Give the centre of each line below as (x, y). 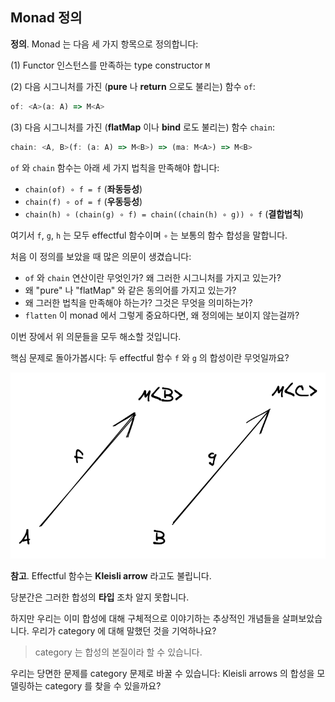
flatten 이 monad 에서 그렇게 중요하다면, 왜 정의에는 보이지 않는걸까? (162, 315)
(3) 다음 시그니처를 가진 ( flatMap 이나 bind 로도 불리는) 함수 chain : (142, 127)
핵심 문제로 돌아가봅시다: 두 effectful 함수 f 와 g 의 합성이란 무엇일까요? (150, 357)
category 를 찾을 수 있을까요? (103, 685)
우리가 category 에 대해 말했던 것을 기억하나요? (124, 630)
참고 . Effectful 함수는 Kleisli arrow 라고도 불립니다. (111, 575)
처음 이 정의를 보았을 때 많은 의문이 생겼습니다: (101, 256)
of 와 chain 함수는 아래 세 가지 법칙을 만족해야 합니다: (115, 167)
